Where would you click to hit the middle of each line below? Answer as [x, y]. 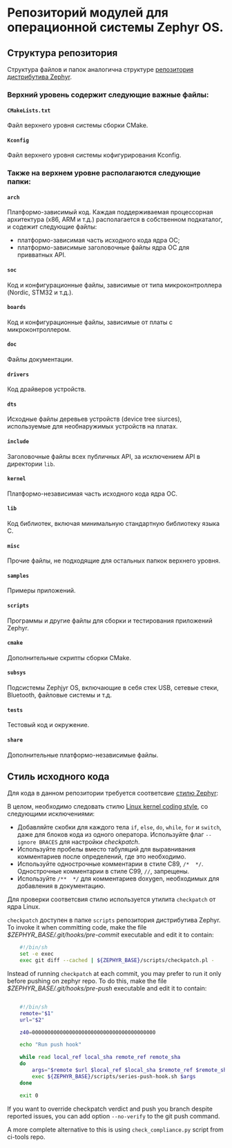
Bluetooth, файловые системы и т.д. [60, 695]
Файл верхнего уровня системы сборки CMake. [78, 125]
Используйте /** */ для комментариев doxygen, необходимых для [118, 878]
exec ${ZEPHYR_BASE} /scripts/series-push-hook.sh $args [114, 1076]
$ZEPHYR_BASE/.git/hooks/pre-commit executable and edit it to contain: [110, 935]
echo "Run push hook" [50, 1045]
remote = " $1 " [37, 1013]
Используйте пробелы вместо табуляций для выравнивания [106, 849]
